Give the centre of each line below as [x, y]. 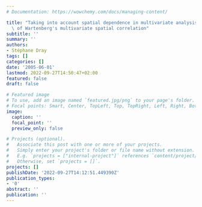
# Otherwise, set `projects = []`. [54, 161]
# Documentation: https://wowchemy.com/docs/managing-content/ [87, 12]
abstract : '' [23, 190]
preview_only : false [37, 128]
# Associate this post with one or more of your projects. [84, 145]
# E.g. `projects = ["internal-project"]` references [78, 156]
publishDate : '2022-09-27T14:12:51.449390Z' [63, 172]
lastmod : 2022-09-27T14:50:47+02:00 [52, 73]
